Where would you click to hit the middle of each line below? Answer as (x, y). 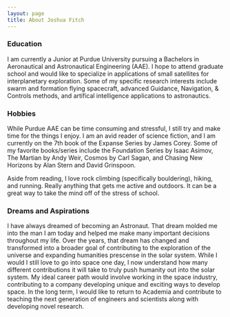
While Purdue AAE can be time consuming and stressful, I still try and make (114, 129)
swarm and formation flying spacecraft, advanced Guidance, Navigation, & (113, 88)
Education (25, 44)
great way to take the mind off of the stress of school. (83, 193)
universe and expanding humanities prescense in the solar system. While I (113, 255)
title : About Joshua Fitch (46, 20)
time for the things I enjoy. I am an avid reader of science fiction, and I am (111, 136)
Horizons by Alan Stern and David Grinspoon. (72, 165)
